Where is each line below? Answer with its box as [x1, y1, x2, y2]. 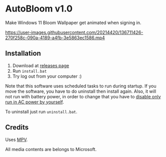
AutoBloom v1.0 [5, 3, 73, 15]
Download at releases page [12, 62, 69, 68]
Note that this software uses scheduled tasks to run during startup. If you [5, 83, 156, 89]
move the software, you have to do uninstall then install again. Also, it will [5, 88, 156, 94]
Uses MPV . [5, 136, 28, 142]
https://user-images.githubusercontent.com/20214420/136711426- [5, 29, 143, 35]
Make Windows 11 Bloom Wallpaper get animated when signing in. [5, 20, 141, 26]
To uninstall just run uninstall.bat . [5, 108, 78, 114]
